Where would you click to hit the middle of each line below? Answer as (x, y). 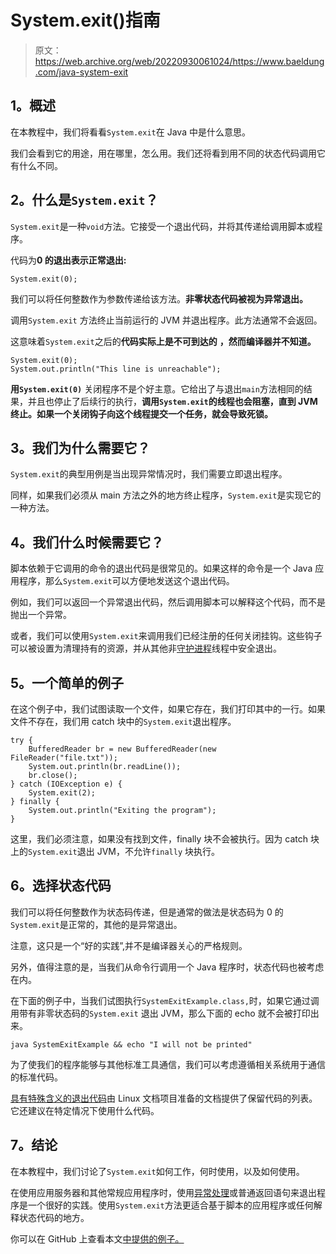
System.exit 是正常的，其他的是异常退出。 (96, 924)
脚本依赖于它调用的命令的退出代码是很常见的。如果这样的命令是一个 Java (161, 568)
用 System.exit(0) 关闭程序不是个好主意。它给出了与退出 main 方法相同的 (157, 388)
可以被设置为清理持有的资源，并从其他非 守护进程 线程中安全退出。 (146, 648)
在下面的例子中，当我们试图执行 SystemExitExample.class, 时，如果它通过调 (165, 1000)
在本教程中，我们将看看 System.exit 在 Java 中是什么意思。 (130, 132)
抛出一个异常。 (41, 615)
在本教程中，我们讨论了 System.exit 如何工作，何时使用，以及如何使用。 (157, 1171)
